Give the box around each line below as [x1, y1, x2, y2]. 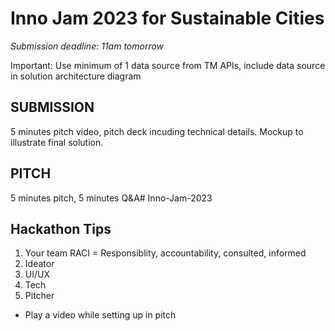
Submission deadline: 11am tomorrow [10, 40, 165, 52]
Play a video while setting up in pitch [24, 309, 177, 321]
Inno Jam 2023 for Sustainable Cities [10, 7, 325, 30]
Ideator [24, 258, 55, 270]
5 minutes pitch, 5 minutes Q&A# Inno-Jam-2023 [10, 192, 213, 204]
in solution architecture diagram [10, 70, 142, 82]
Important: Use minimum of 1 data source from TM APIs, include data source [10, 59, 326, 71]
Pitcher [24, 290, 55, 302]
